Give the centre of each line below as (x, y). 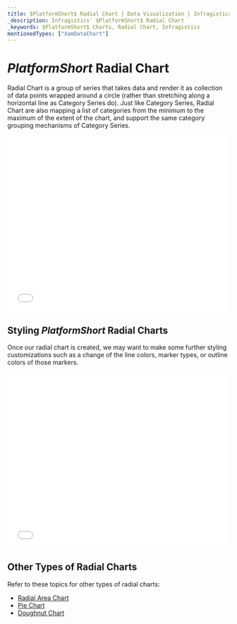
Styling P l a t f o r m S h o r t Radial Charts (87, 330)
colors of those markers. (43, 362)
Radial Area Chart (43, 598)
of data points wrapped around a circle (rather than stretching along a (109, 95)
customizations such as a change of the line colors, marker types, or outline (117, 355)
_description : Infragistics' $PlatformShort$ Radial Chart (96, 20)
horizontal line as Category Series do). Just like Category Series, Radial (111, 103)
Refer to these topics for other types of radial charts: (84, 584)
